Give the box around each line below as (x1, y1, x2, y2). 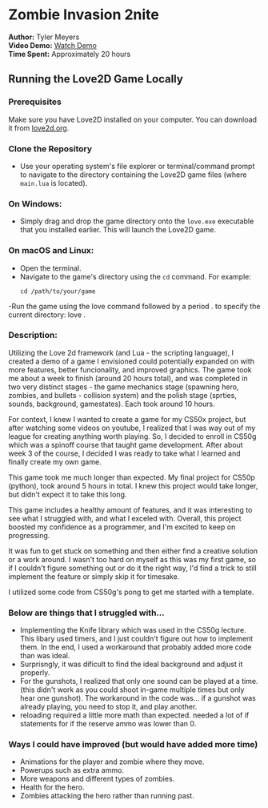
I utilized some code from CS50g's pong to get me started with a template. (8, 587, 254, 597)
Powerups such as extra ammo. (19, 766, 124, 775)
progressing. (8, 530, 50, 540)
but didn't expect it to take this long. (8, 489, 127, 499)
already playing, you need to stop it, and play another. (19, 702, 198, 712)
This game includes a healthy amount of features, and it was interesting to (8, 504, 253, 514)
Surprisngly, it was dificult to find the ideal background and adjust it (19, 659, 243, 669)
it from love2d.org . (8, 123, 70, 133)
